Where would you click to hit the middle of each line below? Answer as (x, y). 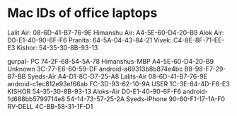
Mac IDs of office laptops (82, 13)
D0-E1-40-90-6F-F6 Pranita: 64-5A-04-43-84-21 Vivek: (89, 40)
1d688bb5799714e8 (36, 99)
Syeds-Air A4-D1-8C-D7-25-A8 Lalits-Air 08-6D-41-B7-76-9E (117, 76)
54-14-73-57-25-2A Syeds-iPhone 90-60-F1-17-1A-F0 (146, 99)
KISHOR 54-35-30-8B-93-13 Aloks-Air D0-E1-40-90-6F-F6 (94, 91)
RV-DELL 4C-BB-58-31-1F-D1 (50, 106)
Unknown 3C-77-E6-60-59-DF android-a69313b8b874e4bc (95, 69)
